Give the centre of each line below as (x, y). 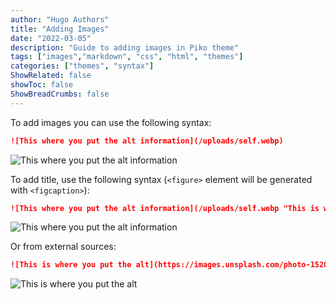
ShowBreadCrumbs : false (60, 94)
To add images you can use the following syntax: (111, 122)
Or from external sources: (63, 247)
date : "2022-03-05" (51, 38)
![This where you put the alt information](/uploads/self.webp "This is (165, 208)
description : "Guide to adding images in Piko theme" (125, 47)
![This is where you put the (71, 265)
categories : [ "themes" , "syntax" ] (82, 66)
